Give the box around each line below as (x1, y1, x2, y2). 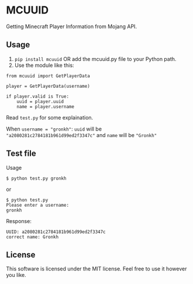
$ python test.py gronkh (6, 175, 67, 182)
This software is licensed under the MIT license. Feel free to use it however (6, 265, 187, 272)
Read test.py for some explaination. (6, 114, 94, 121)
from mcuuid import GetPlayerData (6, 73, 91, 79)
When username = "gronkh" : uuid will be (6, 125, 102, 132)
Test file (6, 149, 36, 159)
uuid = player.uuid (16, 98, 64, 104)
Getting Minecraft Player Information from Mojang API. (6, 23, 137, 30)
